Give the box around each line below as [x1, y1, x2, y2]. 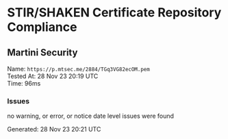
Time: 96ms [7, 79, 41, 87]
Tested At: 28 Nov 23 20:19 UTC [7, 72, 99, 80]
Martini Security [7, 47, 78, 58]
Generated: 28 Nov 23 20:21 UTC [7, 125, 101, 134]
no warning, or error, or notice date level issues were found [7, 112, 175, 121]
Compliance [7, 19, 77, 35]
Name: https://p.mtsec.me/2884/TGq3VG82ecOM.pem [7, 65, 151, 73]
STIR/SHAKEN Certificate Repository [7, 5, 222, 21]
